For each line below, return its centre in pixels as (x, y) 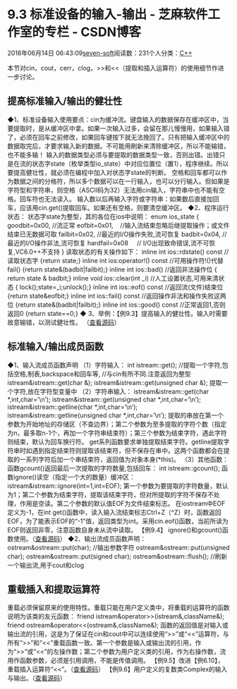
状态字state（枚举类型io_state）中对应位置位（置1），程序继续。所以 (130, 164)
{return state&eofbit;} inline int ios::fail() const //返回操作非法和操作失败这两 (117, 295)
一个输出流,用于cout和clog (46, 565)
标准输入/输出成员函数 (56, 347)
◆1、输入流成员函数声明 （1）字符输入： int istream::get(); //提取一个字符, (115, 365)
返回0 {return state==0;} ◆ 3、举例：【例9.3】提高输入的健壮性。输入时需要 (117, 313)
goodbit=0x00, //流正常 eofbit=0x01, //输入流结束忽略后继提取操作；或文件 (119, 225)
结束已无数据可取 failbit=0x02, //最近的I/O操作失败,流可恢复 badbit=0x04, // (117, 234)
